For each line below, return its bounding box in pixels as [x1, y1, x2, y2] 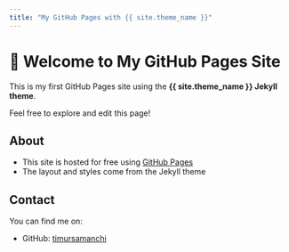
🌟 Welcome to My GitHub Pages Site [9, 51, 281, 71]
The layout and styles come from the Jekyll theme [21, 167, 206, 177]
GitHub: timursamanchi [21, 233, 107, 244]
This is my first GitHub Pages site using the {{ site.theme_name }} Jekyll [9, 81, 278, 92]
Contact [9, 192, 55, 207]
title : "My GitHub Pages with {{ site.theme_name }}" [9, 12, 213, 22]
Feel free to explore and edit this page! [9, 108, 151, 118]
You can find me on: [9, 215, 83, 227]
